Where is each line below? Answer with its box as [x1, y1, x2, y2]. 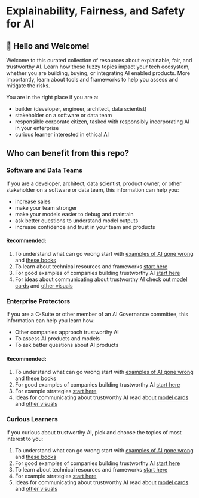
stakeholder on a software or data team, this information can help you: [6, 186, 179, 193]
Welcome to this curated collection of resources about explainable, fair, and [6, 57, 192, 64]
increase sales [14, 198, 51, 205]
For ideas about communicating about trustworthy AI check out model [14, 276, 188, 283]
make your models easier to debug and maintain [14, 210, 134, 218]
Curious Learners [6, 415, 58, 424]
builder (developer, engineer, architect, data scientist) [14, 105, 147, 112]
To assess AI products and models [14, 335, 100, 342]
